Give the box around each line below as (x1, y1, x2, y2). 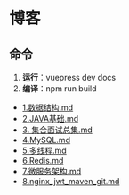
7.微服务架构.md (21, 166, 82, 176)
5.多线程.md (21, 145, 67, 156)
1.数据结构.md (21, 102, 74, 113)
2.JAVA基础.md (21, 114, 79, 123)
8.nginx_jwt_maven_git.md (21, 176, 120, 186)
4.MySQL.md (21, 135, 71, 145)
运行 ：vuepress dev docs (21, 72, 117, 82)
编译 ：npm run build (21, 83, 97, 94)
